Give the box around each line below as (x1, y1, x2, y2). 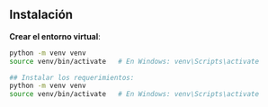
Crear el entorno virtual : (9, 31, 101, 41)
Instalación (9, 7, 74, 22)
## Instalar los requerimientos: (9, 73, 135, 82)
